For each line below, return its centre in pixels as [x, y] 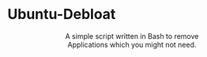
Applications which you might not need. [132, 44]
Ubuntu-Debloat [62, 15]
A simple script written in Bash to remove [132, 36]
